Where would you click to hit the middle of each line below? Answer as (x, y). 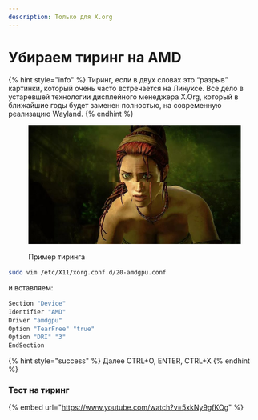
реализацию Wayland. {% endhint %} (71, 114)
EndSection (26, 346)
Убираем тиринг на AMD (95, 57)
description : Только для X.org (60, 17)
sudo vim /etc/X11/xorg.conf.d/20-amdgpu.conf (87, 273)
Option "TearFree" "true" (51, 329)
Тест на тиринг (39, 390)
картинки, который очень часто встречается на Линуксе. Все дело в (126, 88)
